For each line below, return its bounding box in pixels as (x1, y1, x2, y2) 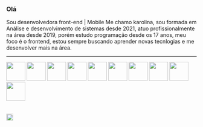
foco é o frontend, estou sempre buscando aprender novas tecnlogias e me (6, 38, 195, 45)
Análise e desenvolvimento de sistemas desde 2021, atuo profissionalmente (6, 25, 195, 32)
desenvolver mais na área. (6, 44, 72, 51)
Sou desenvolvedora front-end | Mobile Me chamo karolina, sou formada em (6, 19, 197, 26)
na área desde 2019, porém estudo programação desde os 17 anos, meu (6, 31, 186, 39)
